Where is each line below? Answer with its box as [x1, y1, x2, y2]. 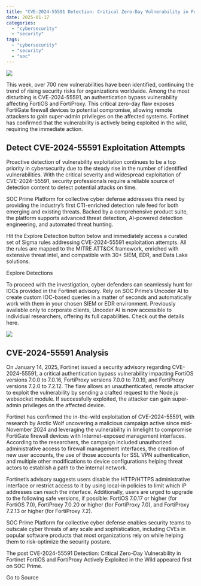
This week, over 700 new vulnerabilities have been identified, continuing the [6, 81, 194, 88]
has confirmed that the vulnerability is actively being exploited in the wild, [6, 119, 188, 126]
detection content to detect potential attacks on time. [6, 184, 137, 191]
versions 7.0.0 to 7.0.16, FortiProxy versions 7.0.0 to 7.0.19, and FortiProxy [6, 376, 184, 383]
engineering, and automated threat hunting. [6, 221, 114, 228]
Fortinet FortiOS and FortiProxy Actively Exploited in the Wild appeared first [6, 556, 192, 563]
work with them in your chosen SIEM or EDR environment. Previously [6, 300, 176, 307]
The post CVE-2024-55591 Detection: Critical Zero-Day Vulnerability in [6, 550, 181, 557]
